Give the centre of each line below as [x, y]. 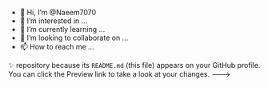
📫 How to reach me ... [57, 47]
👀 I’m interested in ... [54, 21]
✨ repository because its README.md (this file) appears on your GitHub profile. [134, 65]
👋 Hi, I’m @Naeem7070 [58, 12]
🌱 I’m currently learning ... [62, 29]
